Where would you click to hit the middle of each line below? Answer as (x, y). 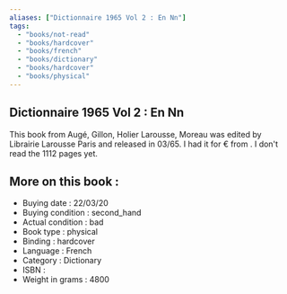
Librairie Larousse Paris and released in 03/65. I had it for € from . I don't (144, 144)
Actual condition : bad (63, 222)
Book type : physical (60, 232)
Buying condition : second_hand (82, 213)
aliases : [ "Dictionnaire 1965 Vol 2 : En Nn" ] (98, 18)
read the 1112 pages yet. (54, 153)
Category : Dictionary (62, 261)
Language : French (57, 251)
